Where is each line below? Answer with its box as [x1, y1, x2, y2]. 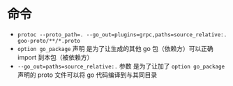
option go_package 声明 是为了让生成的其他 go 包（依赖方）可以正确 [17, 44, 214, 52]
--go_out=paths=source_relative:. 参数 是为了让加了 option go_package [17, 62, 225, 70]
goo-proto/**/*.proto [17, 37, 80, 44]
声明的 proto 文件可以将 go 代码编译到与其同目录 [17, 71, 158, 79]
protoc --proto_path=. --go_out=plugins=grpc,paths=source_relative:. [17, 31, 227, 38]
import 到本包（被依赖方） [17, 53, 93, 62]
